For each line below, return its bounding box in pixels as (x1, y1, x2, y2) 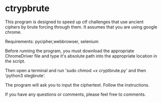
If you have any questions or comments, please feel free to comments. (5, 91, 146, 97)
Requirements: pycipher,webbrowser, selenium (5, 38, 99, 44)
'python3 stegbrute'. (5, 73, 46, 78)
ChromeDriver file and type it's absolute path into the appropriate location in (5, 53, 158, 58)
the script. (5, 58, 26, 64)
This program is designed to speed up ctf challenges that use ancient (5, 19, 144, 25)
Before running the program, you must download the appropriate (5, 48, 134, 54)
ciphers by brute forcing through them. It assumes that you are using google (5, 24, 158, 29)
